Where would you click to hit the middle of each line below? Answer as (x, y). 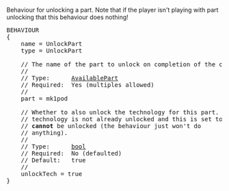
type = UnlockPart (52, 51)
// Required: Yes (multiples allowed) (87, 85)
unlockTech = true (52, 174)
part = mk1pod (44, 99)
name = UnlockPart (52, 44)
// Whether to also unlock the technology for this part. (120, 112)
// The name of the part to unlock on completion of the (118, 64)
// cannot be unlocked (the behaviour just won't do (111, 126)
